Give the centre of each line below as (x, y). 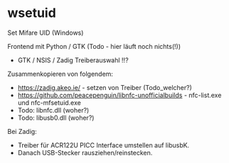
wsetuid (32, 13)
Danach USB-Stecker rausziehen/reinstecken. (85, 152)
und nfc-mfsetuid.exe (49, 102)
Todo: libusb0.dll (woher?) (56, 118)
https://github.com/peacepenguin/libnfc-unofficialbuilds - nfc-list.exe (119, 95)
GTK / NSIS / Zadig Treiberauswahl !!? (73, 60)
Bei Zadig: (22, 131)
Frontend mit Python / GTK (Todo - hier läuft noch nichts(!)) (94, 46)
